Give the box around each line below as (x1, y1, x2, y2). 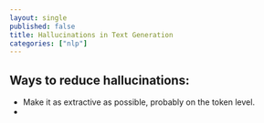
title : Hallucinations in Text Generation (9, 30, 174, 39)
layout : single (9, 13, 68, 23)
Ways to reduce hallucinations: (9, 72, 190, 87)
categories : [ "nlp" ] (9, 38, 89, 48)
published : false (9, 22, 76, 31)
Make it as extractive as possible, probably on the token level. (22, 97, 256, 108)
